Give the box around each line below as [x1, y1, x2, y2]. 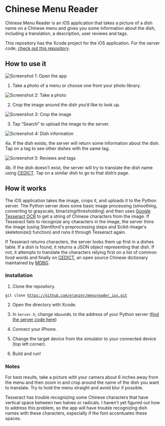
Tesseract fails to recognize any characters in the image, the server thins [5, 218, 154, 224]
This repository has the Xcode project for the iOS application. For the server [5, 40, 160, 46]
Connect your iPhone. [12, 326, 57, 332]
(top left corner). [12, 341, 46, 347]
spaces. [5, 416, 21, 422]
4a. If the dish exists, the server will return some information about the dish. [5, 140, 160, 146]
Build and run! [12, 351, 41, 357]
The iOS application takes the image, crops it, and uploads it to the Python [5, 197, 157, 203]
